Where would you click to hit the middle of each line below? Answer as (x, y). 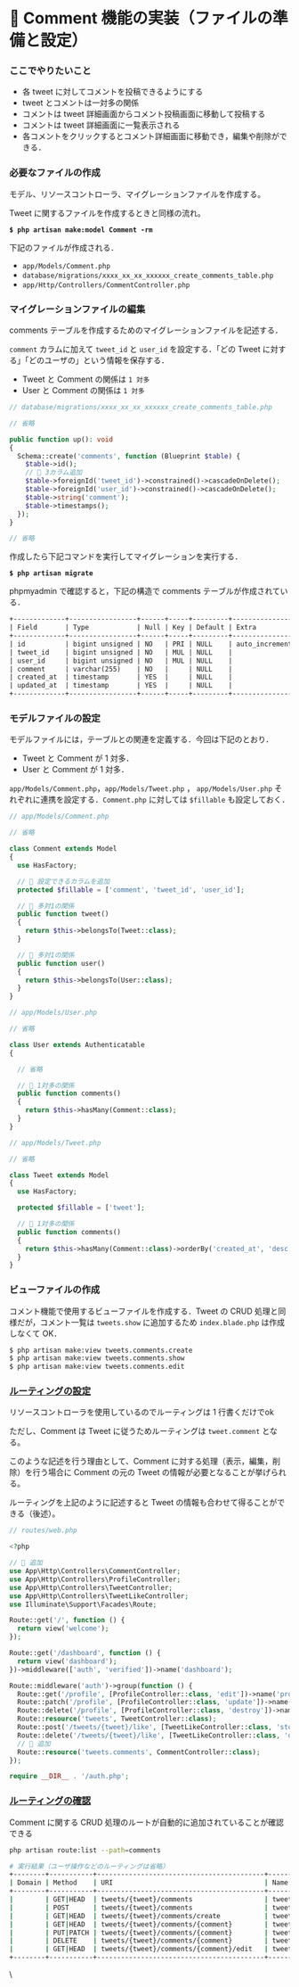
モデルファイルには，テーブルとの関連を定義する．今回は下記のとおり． (141, 739)
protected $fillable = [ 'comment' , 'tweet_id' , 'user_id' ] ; (131, 890)
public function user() (61, 963)
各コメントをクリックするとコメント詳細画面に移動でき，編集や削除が (151, 136)
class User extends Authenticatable (77, 1044)
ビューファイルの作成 (55, 1290)
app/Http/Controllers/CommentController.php (106, 285)
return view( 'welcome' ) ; (63, 1628)
